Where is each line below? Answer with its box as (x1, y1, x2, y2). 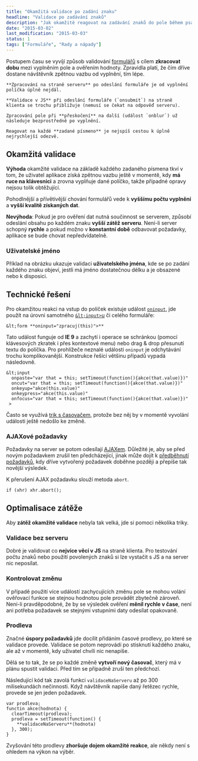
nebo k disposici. (6, 272, 48, 279)
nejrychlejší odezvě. (6, 133, 60, 139)
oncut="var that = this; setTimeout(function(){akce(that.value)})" (11, 380, 183, 386)
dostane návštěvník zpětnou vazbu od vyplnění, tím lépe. (6, 70, 145, 77)
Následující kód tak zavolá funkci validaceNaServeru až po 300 (6, 677, 159, 684)
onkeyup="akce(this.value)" (11, 385, 81, 391)
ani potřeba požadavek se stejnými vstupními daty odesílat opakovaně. (6, 606, 179, 614)
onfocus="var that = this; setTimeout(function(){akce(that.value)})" (11, 396, 189, 401)
